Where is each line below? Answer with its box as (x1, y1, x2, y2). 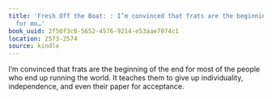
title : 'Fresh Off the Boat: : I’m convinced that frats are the (8, 11, 233, 20)
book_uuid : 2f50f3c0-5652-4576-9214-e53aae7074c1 (8, 27, 180, 35)
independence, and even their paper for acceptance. (8, 82, 185, 92)
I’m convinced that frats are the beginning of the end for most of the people (8, 64, 261, 74)
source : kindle (8, 42, 60, 50)
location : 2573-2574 (8, 34, 79, 43)
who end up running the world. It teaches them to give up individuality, (8, 73, 244, 83)
